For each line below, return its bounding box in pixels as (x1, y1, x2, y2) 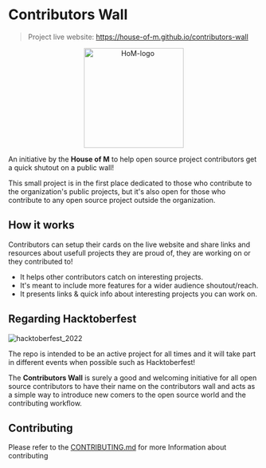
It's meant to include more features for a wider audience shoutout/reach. (19, 280, 259, 290)
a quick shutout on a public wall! (8, 162, 114, 173)
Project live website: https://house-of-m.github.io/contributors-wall (27, 32, 248, 42)
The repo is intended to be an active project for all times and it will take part (8, 349, 256, 359)
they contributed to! (8, 256, 73, 266)
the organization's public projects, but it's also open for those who (8, 186, 226, 196)
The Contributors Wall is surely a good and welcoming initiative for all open (8, 373, 257, 383)
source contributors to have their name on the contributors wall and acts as (8, 381, 256, 391)
